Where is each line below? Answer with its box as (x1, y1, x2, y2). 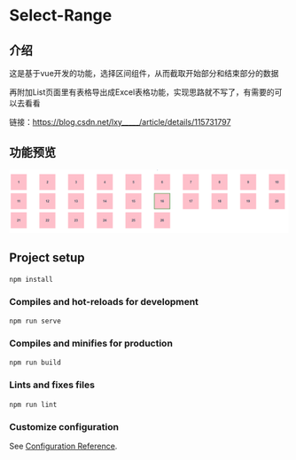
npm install (9, 275, 53, 284)
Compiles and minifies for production (9, 338, 173, 350)
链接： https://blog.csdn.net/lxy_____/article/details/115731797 (9, 117, 231, 127)
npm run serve (9, 316, 62, 326)
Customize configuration (9, 420, 120, 433)
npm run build (9, 358, 62, 368)
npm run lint (9, 400, 58, 409)
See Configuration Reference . (9, 441, 118, 451)
